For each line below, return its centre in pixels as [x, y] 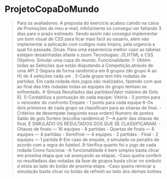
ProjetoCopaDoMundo [52, 9]
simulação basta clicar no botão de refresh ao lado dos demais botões [89, 171]
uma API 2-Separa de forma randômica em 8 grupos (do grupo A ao [87, 70]
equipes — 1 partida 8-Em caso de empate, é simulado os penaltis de [88, 139]
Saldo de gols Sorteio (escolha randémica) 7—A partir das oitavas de [88, 118]
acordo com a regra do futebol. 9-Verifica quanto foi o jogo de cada [86, 145]
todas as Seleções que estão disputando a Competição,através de [85, 65]
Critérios [26, 113]
